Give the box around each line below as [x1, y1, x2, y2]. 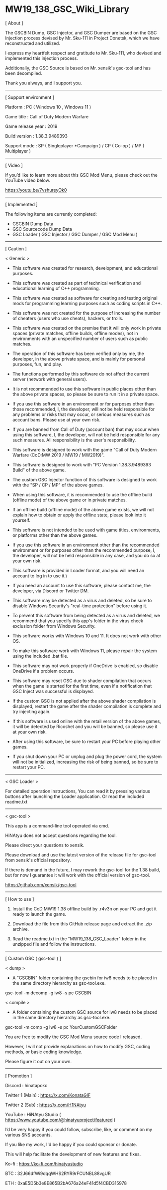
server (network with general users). [12, 376, 87, 382]
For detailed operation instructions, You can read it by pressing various [5, 788, 151, 794]
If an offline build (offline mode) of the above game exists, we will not [12, 506, 154, 512]
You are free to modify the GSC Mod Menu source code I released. [5, 1034, 142, 1040]
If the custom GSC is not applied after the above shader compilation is [12, 698, 156, 704]
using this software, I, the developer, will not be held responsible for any [12, 431, 160, 437]
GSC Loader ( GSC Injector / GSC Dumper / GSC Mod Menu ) [12, 231, 138, 237]
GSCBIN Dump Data [12, 221, 54, 227]
